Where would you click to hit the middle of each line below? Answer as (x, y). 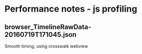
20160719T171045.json (41, 34)
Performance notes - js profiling (71, 9)
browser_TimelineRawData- (48, 27)
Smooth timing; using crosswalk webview (47, 46)
